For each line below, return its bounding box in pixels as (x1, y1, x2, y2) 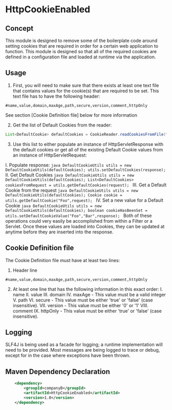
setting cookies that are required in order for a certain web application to (5, 43, 159, 49)
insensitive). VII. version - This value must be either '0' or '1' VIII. (12, 302, 148, 308)
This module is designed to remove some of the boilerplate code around (5, 37, 158, 44)
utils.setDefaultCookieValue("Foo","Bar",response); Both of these (5, 212, 152, 219)
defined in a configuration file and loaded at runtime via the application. (5, 54, 156, 60)
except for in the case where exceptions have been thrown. (5, 352, 131, 359)
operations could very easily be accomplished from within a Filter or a (5, 218, 153, 224)
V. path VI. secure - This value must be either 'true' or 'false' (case (12, 297, 153, 303)
